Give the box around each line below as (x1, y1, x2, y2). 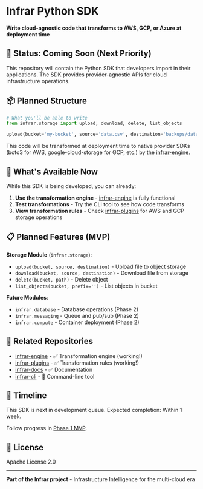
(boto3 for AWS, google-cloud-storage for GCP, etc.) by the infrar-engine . (6, 149, 190, 156)
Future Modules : (6, 294, 48, 301)
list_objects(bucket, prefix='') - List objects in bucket (14, 282, 158, 289)
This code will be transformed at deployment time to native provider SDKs (6, 143, 190, 150)
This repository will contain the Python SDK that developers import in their (6, 64, 191, 72)
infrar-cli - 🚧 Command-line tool (14, 373, 95, 380)
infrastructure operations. (6, 77, 70, 84)
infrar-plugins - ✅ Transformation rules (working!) (14, 359, 139, 366)
